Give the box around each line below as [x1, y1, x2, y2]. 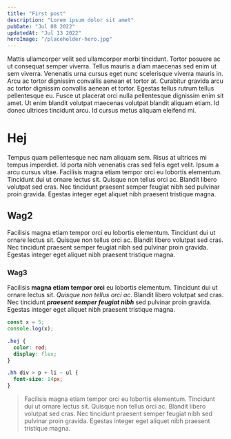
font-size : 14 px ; [13, 376, 63, 383]
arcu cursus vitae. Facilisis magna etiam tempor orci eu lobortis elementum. [7, 168, 222, 176]
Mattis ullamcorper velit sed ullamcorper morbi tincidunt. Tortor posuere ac [7, 55, 221, 63]
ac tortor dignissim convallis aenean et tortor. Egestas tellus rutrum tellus [7, 84, 214, 93]
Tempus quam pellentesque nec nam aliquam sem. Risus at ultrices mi [7, 153, 207, 162]
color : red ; [13, 344, 48, 351]
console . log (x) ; [7, 326, 54, 333]
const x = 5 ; [7, 319, 45, 326]
